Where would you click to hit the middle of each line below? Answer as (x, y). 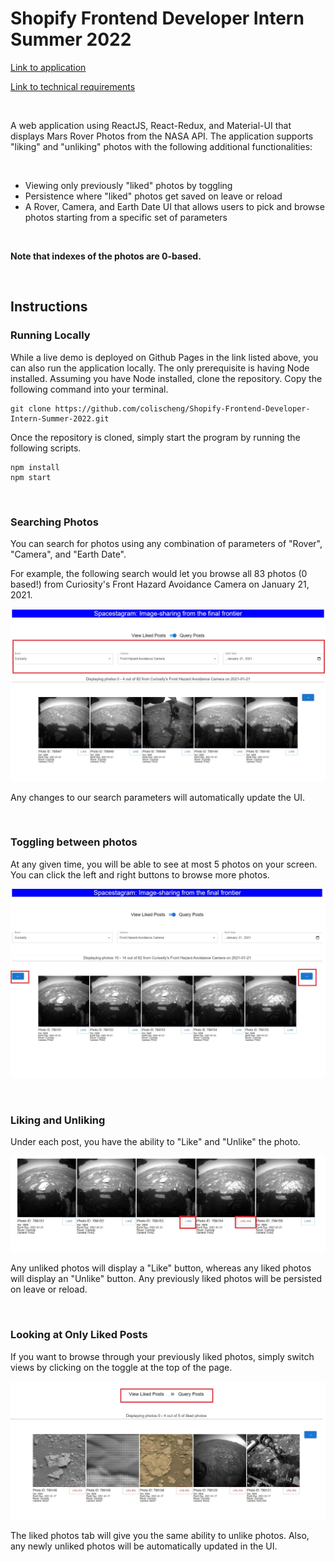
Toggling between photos (74, 842)
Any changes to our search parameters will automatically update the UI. (158, 797)
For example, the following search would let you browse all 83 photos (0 (159, 573)
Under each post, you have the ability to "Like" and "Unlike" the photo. (155, 1142)
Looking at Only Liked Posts (79, 1335)
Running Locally (50, 335)
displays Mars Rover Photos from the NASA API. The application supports (162, 136)
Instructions (49, 307)
